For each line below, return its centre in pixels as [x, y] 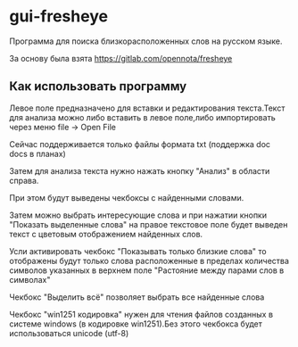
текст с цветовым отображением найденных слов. [106, 234]
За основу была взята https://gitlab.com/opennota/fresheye [121, 58]
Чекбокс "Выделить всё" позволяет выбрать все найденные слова [137, 297]
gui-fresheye [59, 17]
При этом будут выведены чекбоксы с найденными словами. [127, 197]
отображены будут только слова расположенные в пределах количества [149, 260]
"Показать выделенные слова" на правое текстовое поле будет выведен [149, 224]
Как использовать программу [98, 87]
